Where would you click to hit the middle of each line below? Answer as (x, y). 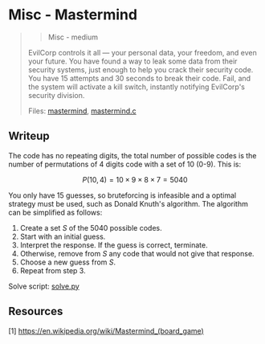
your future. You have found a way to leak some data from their (132, 61)
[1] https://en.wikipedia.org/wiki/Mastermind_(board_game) (106, 330)
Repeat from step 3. (53, 270)
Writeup (29, 136)
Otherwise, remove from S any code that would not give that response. (137, 253)
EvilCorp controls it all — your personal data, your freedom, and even (142, 52)
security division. (56, 95)
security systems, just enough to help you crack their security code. (141, 69)
